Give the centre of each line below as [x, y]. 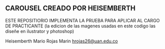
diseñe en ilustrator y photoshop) [40, 31]
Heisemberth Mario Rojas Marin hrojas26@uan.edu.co [62, 41]
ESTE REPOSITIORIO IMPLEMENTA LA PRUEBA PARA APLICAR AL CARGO [82, 20]
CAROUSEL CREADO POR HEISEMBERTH [70, 8]
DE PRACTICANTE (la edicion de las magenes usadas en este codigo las [80, 26]
